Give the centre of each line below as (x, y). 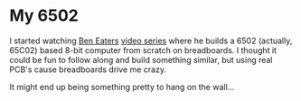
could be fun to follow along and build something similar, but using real (141, 60)
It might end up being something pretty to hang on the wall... (122, 87)
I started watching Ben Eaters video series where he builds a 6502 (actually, (151, 41)
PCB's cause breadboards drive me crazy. (88, 69)
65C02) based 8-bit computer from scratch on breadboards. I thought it (143, 50)
